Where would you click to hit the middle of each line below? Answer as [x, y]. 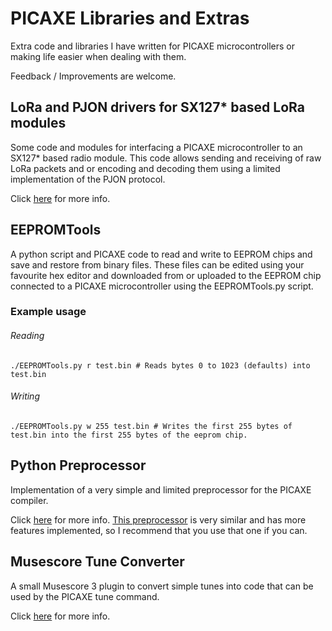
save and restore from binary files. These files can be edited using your [157, 264]
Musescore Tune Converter [97, 562]
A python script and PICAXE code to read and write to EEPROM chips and [161, 254]
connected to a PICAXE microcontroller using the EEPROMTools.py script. [162, 286]
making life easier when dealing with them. [98, 56]
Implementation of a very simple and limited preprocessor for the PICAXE [161, 489]
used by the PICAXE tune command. [85, 596]
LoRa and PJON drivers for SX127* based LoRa [157, 107]
